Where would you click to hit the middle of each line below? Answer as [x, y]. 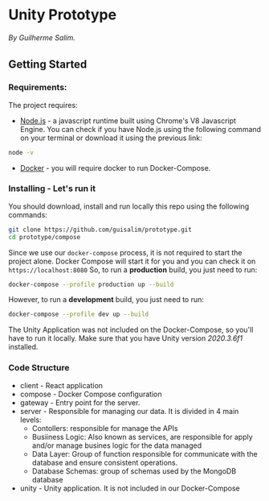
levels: [31, 420]
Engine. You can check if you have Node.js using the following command [141, 129]
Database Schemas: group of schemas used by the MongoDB [134, 471]
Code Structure [39, 368]
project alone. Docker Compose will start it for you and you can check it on [132, 261]
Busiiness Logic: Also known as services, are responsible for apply [142, 437]
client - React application [61, 385]
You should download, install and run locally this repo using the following [129, 206]
